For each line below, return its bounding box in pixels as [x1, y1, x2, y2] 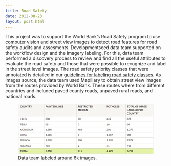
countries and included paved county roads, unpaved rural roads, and [5, 88, 153, 94]
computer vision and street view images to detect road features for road [5, 39, 157, 45]
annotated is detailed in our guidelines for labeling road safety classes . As [5, 72, 161, 78]
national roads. [5, 93, 37, 100]
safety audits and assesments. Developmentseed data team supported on [5, 44, 161, 51]
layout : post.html [5, 19, 45, 24]
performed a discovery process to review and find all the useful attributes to [5, 55, 166, 61]
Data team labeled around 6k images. [18, 155, 97, 161]
